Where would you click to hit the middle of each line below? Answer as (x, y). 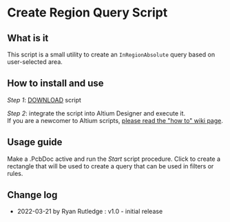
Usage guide (35, 142)
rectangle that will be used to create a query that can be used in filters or (111, 166)
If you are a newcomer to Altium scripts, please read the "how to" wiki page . (115, 120)
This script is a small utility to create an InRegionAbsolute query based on (111, 54)
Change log (32, 195)
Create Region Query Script (87, 13)
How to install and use (56, 84)
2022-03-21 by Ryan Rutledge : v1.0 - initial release (90, 212)
